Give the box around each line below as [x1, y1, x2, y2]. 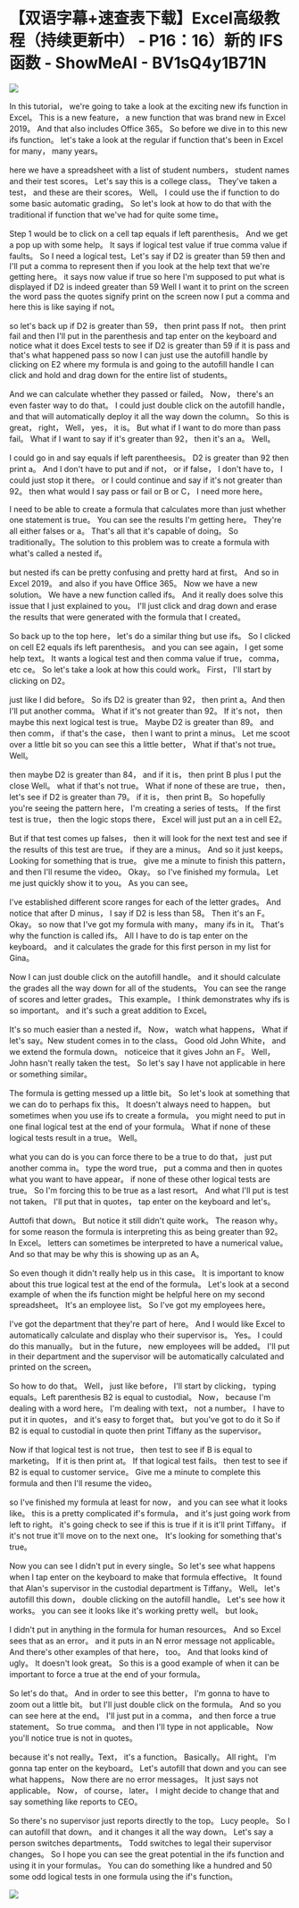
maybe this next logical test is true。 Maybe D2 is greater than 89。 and [9, 716, 274, 727]
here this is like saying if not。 [9, 301, 120, 312]
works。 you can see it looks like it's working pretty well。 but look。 [9, 1605, 263, 1616]
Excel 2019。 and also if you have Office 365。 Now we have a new [9, 578, 258, 588]
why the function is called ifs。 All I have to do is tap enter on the [9, 930, 248, 941]
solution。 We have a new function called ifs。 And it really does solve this [9, 589, 284, 600]
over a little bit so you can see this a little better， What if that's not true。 [9, 739, 281, 749]
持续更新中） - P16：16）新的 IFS [40, 30, 284, 51]
